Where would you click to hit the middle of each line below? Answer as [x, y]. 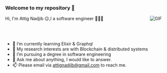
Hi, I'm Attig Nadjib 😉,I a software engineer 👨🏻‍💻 [54, 19]
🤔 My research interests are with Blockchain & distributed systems [80, 49]
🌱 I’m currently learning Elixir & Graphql [52, 44]
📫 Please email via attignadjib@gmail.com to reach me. [69, 65]
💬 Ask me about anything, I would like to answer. [62, 60]
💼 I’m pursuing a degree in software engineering [62, 54]
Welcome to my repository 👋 [40, 8]
